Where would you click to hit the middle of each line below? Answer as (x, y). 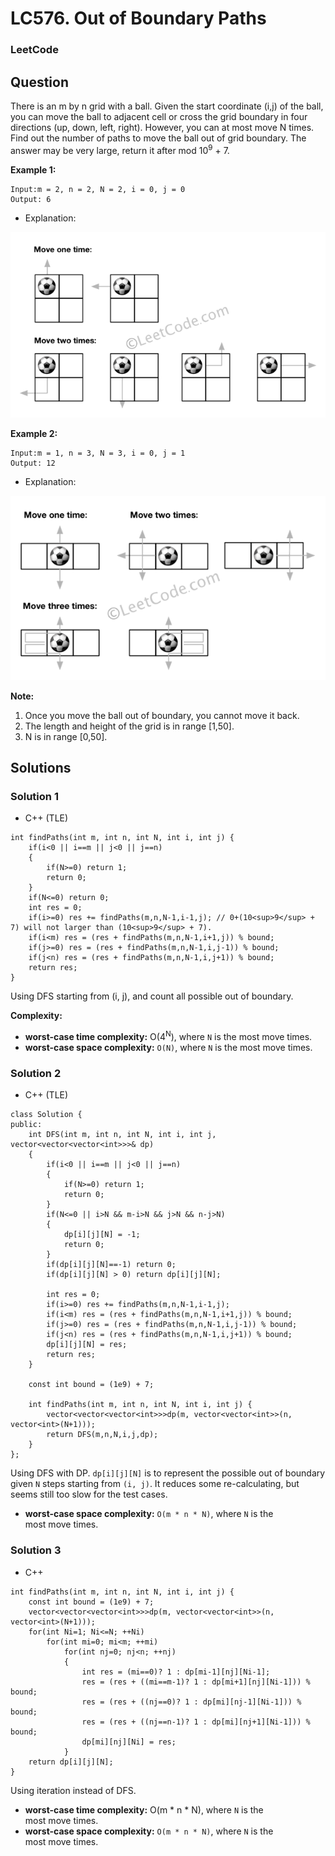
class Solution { (46, 1115)
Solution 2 (36, 1073)
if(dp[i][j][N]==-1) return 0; (111, 1265)
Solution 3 (36, 1550)
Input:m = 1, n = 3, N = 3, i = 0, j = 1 (98, 453)
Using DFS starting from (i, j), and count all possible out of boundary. (152, 996)
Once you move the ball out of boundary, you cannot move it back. (162, 715)
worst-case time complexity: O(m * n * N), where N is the (144, 1809)
